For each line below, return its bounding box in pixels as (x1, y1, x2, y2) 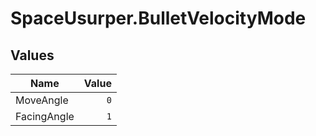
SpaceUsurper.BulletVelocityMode (10, 7, 307, 30)
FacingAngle (15, 110, 75, 123)
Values (10, 47, 55, 64)
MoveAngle (15, 93, 69, 107)
